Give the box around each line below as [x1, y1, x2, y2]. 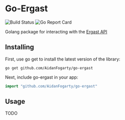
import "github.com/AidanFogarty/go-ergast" [5, 84, 98, 89]
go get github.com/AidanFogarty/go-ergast [5, 65, 93, 70]
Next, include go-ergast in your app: [5, 74, 78, 80]
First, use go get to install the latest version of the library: [5, 56, 121, 62]
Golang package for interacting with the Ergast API [5, 29, 107, 34]
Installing [5, 43, 34, 52]
